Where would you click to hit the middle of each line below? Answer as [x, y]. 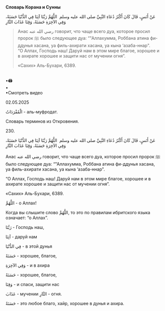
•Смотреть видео [24, 93]
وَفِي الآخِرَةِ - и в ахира [28, 265]
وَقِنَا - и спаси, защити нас [32, 284]
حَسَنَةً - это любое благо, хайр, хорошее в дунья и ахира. [65, 303]
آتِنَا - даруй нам [21, 237]
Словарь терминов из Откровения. [42, 121]
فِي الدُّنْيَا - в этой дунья [29, 246]
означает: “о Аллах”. [27, 218]
